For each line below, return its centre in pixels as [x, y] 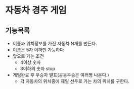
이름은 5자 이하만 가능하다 [38, 50]
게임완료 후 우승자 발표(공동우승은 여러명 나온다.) [61, 75]
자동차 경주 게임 [36, 10]
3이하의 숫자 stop [38, 69]
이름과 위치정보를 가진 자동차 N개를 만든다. [55, 43]
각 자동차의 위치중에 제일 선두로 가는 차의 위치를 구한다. [75, 81]
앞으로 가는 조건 [28, 56]
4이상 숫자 [31, 62]
